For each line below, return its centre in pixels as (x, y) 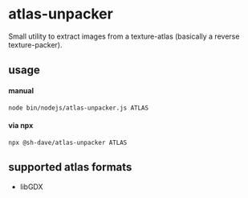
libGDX (31, 187)
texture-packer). (35, 44)
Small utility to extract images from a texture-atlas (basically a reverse (124, 36)
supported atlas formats (70, 167)
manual (21, 90)
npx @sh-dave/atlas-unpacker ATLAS (68, 142)
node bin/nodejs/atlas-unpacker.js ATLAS (79, 108)
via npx (21, 126)
